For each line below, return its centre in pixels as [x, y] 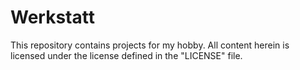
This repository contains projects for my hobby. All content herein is [150, 45]
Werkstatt [52, 17]
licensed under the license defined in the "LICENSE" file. [126, 55]
